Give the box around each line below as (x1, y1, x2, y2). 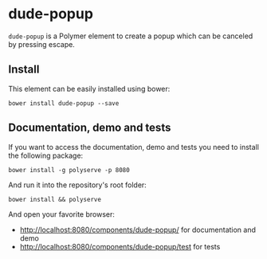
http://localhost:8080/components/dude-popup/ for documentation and (19, 225, 257, 234)
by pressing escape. (8, 39, 76, 49)
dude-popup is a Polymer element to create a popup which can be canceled (8, 31, 253, 41)
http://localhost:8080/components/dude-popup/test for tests (19, 241, 221, 251)
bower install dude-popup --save (8, 99, 120, 108)
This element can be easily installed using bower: (8, 84, 171, 93)
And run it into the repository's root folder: (8, 180, 147, 190)
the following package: (8, 151, 84, 160)
